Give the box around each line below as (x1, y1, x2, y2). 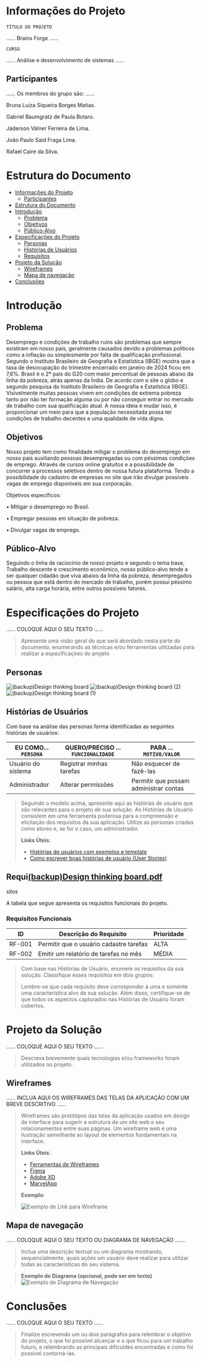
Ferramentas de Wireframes (29, 1161, 99, 1168)
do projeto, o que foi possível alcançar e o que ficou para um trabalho (20, 1337, 193, 1344)
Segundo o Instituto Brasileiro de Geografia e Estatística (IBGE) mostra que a (6, 358, 195, 365)
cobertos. (20, 1002, 45, 1009)
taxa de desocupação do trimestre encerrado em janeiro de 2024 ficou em (6, 364, 191, 371)
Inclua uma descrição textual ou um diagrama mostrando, (20, 1247, 163, 1255)
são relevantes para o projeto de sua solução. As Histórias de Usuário (20, 805, 193, 813)
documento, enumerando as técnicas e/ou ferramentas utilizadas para (20, 644, 194, 651)
